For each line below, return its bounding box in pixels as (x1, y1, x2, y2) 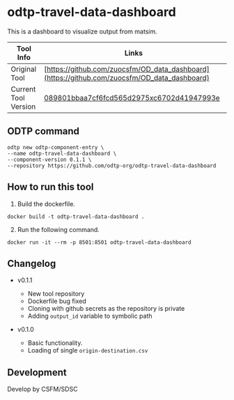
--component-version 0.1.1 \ (7, 156, 92, 163)
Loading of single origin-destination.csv (27, 346, 148, 355)
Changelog (7, 257, 56, 269)
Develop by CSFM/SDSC (7, 385, 78, 394)
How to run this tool (7, 181, 94, 193)
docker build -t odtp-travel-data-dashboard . (7, 213, 145, 220)
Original (10, 64, 37, 74)
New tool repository (27, 290, 85, 298)
